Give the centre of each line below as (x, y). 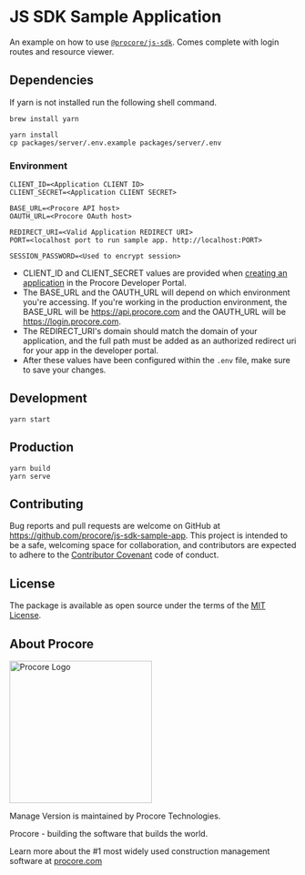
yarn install (34, 135)
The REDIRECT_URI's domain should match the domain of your (140, 331)
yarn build (30, 468)
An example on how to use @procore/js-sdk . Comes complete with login (144, 42)
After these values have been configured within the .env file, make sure (157, 361)
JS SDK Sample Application (116, 17)
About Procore (51, 644)
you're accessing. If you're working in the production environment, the (155, 302)
